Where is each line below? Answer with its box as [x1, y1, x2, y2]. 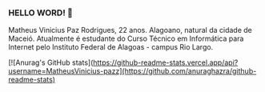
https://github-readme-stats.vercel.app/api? [93, 58, 239, 67]
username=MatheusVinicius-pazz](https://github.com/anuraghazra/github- [8, 66, 257, 76]
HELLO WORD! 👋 [8, 7, 74, 18]
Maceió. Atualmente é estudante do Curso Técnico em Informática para [8, 34, 244, 43]
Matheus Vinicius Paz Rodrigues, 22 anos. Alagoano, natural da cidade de [8, 26, 252, 35]
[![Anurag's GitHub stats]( [8, 58, 94, 67]
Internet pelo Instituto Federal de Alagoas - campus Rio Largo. [8, 42, 214, 52]
